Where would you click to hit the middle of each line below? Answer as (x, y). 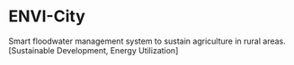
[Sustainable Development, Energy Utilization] (94, 50)
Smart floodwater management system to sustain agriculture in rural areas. (147, 41)
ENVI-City (47, 16)
